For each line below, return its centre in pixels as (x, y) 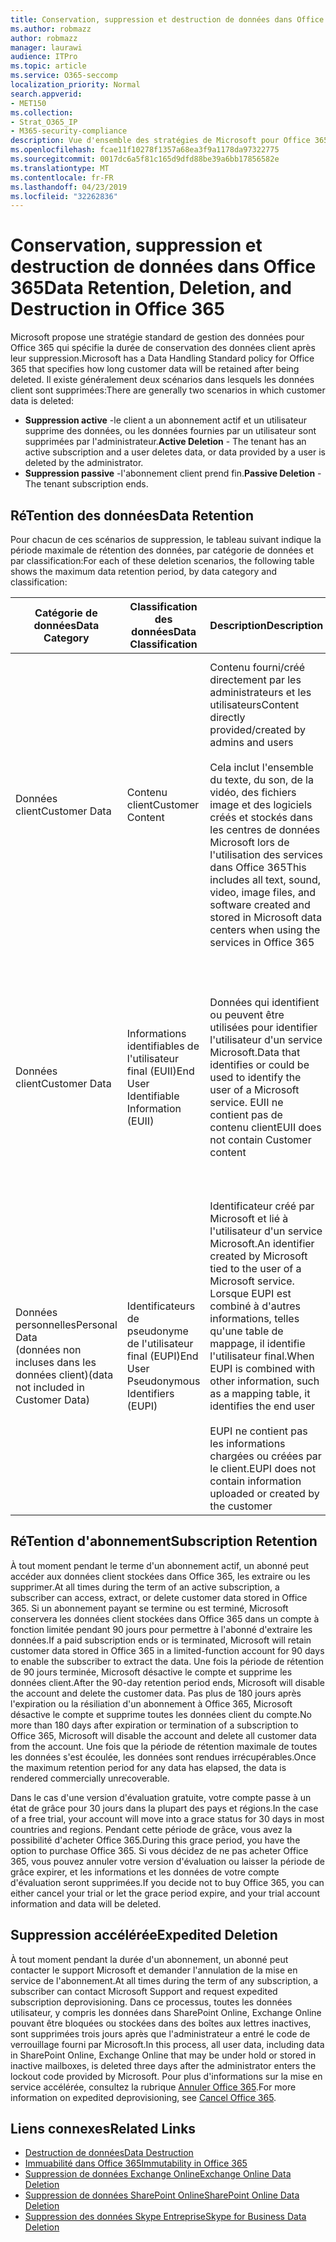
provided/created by (258, 729)
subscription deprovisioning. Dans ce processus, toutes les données (151, 2002)
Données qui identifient (264, 1002)
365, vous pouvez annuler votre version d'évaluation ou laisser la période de (167, 1861)
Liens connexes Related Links (103, 2129)
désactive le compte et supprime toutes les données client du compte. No (161, 1714)
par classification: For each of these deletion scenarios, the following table (162, 560)
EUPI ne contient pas (258, 1431)
